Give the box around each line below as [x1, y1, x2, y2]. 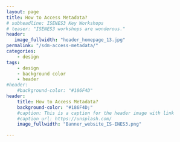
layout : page [6, 8, 39, 15]
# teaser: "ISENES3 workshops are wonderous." [6, 25, 126, 32]
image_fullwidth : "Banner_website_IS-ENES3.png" [17, 121, 142, 127]
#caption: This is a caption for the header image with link [17, 110, 174, 116]
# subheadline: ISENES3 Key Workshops [6, 20, 104, 26]
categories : [6, 48, 36, 54]
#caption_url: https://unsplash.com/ [17, 115, 112, 121]
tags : [6, 59, 20, 65]
